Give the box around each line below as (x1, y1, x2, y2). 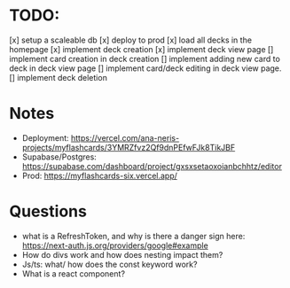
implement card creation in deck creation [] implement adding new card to (9, 53, 281, 64)
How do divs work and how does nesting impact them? (21, 249, 223, 260)
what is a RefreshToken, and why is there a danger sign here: (21, 230, 246, 241)
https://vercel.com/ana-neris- (70, 132, 180, 143)
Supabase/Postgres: (21, 152, 98, 162)
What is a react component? (21, 268, 126, 279)
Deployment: (21, 132, 69, 143)
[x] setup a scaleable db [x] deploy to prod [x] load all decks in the (9, 35, 253, 45)
